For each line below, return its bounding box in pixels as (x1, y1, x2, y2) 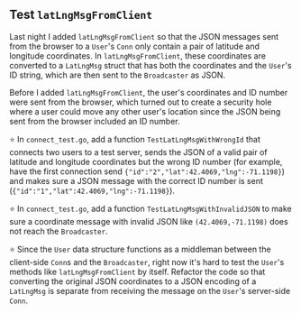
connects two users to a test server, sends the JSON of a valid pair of (9, 146, 268, 157)
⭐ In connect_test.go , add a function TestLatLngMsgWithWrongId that (9, 133, 261, 144)
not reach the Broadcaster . (9, 226, 108, 236)
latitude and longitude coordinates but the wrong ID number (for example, (9, 156, 283, 167)
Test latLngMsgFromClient (9, 7, 153, 23)
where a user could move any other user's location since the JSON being (9, 106, 281, 116)
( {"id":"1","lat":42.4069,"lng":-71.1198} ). (9, 185, 176, 196)
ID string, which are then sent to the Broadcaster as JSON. (9, 69, 226, 80)
